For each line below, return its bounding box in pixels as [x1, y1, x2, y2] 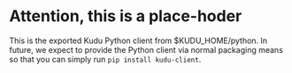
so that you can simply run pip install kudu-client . [9, 54, 202, 64]
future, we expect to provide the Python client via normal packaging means [9, 44, 283, 55]
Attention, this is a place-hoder [9, 6, 242, 26]
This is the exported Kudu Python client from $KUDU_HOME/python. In [9, 35, 268, 46]
